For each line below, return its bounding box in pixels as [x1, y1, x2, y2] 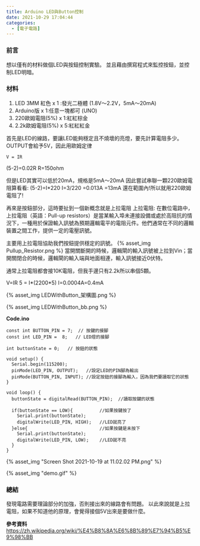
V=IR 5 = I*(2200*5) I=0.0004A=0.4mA [6, 279, 104, 286]
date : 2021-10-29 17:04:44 [6, 14, 73, 20]
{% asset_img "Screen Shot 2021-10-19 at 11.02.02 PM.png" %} [6, 458, 162, 465]
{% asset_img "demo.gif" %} [6, 470, 77, 477]
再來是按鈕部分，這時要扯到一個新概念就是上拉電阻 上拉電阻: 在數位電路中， [6, 204, 193, 211]
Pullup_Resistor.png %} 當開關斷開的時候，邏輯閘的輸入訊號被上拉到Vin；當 [6, 247, 193, 254]
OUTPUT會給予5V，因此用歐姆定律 [6, 142, 92, 149]
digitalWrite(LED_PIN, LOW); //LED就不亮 [17, 437, 127, 443]
